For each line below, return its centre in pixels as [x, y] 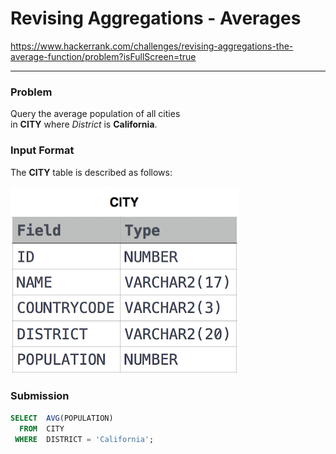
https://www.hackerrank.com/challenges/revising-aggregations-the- [152, 46]
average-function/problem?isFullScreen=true [103, 56]
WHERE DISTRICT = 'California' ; [84, 439]
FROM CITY [42, 428]
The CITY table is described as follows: [91, 172]
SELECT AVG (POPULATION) [62, 418]
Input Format [42, 150]
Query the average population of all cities [95, 114]
